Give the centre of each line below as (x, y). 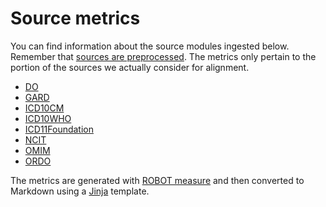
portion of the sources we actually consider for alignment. (130, 67)
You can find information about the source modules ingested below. (150, 46)
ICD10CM (44, 108)
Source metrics (75, 18)
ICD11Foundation (59, 129)
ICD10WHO (48, 118)
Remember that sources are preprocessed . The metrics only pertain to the (163, 56)
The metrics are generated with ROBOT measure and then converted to (157, 180)
